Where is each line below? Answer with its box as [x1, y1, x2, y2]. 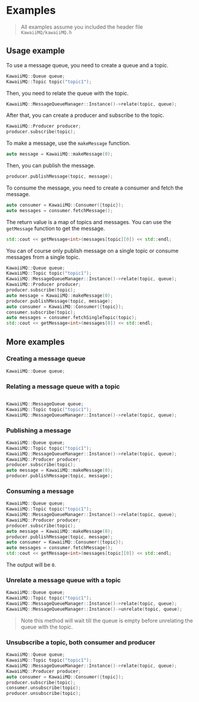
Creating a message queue [6, 355, 86, 363]
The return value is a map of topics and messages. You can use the [6, 218, 172, 225]
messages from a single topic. [6, 253, 80, 260]
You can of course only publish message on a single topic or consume [6, 247, 179, 254]
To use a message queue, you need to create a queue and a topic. [6, 61, 169, 69]
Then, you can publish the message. [6, 162, 95, 169]
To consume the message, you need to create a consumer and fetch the [6, 184, 184, 191]
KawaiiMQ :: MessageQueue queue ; [6, 400, 84, 407]
